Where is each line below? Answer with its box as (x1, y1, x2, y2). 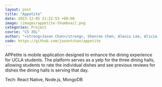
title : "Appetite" (5, 12, 42, 16)
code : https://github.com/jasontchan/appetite (5, 39, 101, 43)
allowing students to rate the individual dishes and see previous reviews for (5, 62, 156, 68)
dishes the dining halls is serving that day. (5, 67, 89, 73)
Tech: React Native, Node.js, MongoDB (5, 76, 83, 82)
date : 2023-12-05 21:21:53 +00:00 (5, 16, 75, 21)
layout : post (5, 7, 32, 12)
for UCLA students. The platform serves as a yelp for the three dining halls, (5, 57, 155, 63)
